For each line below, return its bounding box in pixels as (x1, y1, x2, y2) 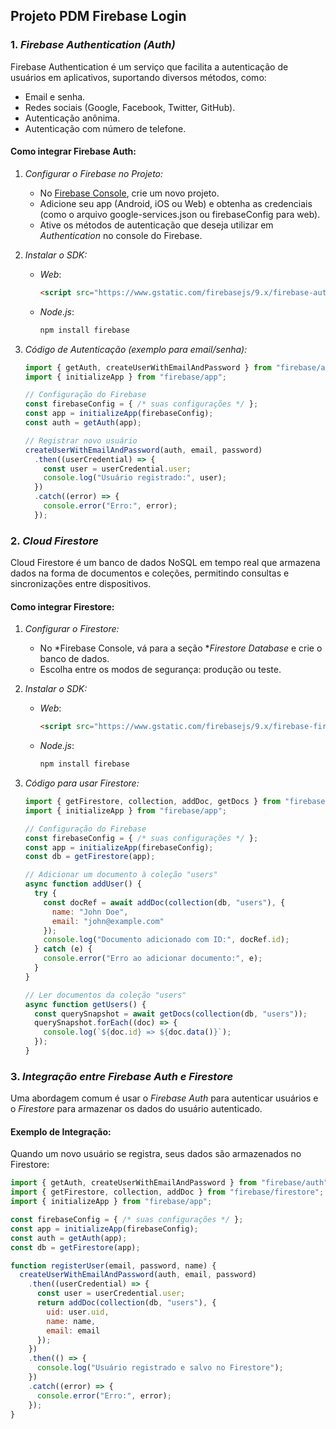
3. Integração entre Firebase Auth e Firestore (10, 1069, 234, 1083)
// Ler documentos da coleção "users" (24, 990, 187, 1000)
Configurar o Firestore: (24, 623, 120, 635)
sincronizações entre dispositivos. (10, 578, 152, 590)
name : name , (46, 1316, 97, 1326)
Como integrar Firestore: (10, 600, 115, 613)
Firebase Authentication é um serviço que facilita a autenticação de (10, 60, 289, 73)
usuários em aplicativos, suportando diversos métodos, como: (10, 71, 267, 83)
